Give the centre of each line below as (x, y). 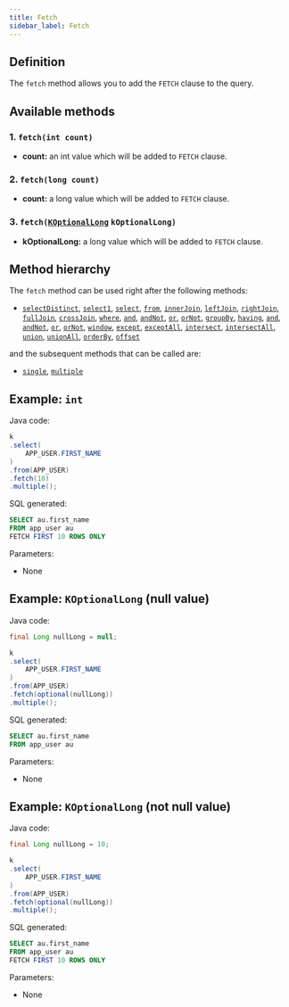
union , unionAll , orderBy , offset (81, 336)
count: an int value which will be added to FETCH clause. (124, 156)
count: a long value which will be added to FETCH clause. (126, 199)
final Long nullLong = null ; (63, 637)
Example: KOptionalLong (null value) (109, 599)
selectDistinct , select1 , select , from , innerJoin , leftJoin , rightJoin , (150, 308)
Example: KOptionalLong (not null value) (120, 807)
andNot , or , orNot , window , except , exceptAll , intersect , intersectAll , (149, 327)
